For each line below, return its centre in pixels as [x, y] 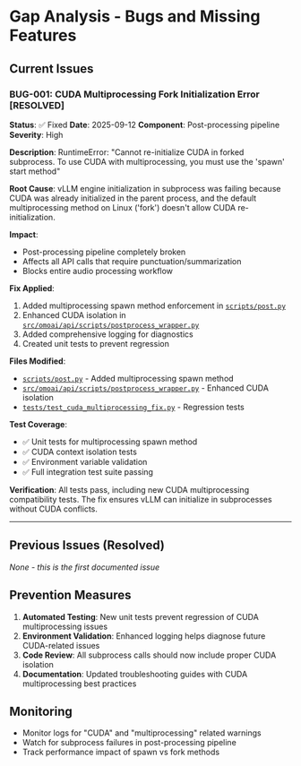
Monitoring [41, 711]
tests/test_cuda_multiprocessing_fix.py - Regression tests [133, 407]
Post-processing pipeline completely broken [104, 252]
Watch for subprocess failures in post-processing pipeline [129, 743]
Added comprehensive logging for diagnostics [108, 334]
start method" [35, 171]
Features [43, 35]
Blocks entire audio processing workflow [97, 271]
